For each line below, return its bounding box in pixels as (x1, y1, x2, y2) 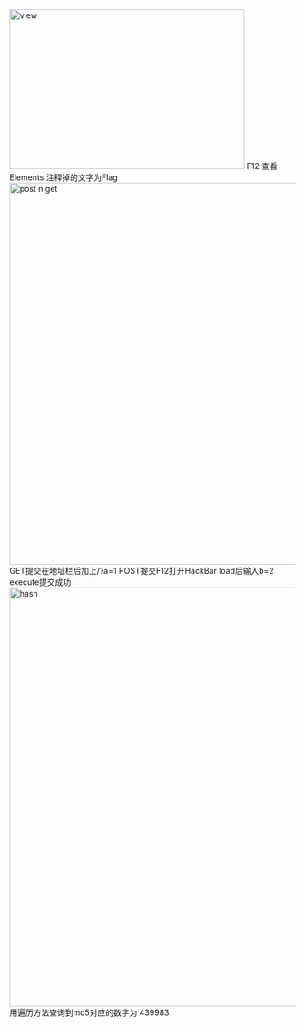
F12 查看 (246, 161, 279, 171)
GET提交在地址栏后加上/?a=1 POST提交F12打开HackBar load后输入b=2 (9, 566, 274, 576)
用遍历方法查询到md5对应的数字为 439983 (9, 1007, 170, 1018)
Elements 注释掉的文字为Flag (9, 172, 118, 183)
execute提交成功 (9, 577, 72, 588)
